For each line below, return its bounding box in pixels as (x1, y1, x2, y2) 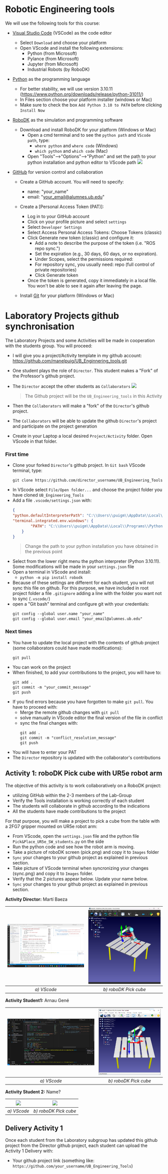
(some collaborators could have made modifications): (12, 645, 122, 651)
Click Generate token (34, 272, 78, 278)
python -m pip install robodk (19, 575, 83, 580)
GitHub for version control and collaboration (12, 169, 103, 175)
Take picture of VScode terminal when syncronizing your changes (12, 865, 149, 871)
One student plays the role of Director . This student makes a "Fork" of (12, 367, 158, 373)
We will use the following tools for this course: (5, 20, 100, 26)
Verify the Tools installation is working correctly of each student (12, 798, 144, 804)
